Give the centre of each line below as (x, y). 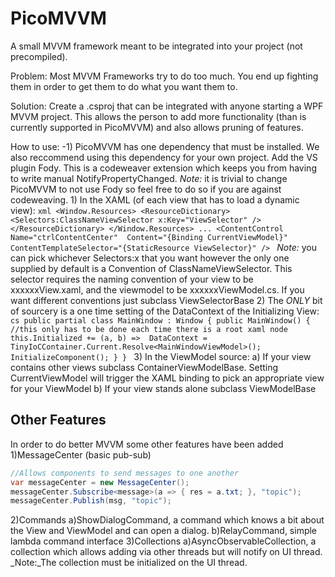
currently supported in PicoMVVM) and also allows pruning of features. (157, 127)
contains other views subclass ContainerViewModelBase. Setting (144, 367)
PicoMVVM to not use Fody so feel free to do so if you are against (146, 189)
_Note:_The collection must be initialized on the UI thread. (129, 563)
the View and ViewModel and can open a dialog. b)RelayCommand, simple (164, 531)
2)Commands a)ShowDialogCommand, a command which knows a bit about (167, 520)
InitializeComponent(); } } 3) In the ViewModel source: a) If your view (161, 356)
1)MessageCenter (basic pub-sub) (81, 454)
